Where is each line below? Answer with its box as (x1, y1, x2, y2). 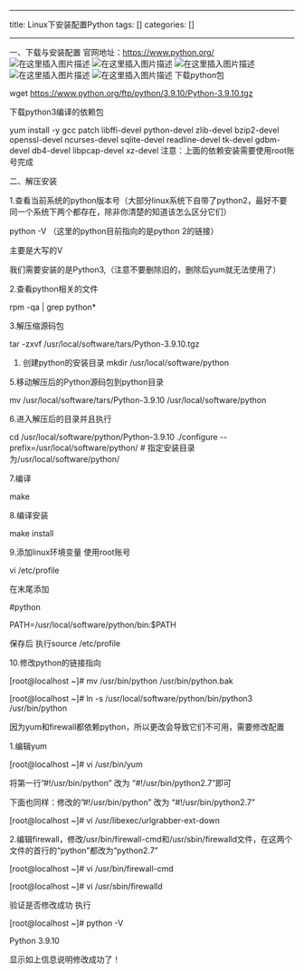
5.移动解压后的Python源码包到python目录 (9, 377, 165, 387)
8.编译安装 (9, 510, 49, 520)
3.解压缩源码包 (9, 320, 65, 331)
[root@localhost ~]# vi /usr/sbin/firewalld (9, 881, 163, 891)
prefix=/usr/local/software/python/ (9, 442, 138, 453)
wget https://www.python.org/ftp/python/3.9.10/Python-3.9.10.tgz (9, 88, 253, 98)
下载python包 (174, 70, 224, 80)
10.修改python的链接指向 (9, 657, 102, 668)
